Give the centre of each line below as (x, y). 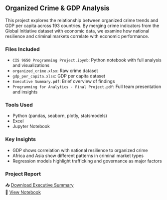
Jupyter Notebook (31, 126)
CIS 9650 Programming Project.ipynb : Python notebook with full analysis (87, 60)
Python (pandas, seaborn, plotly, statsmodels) (60, 116)
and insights (25, 92)
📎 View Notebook (23, 192)
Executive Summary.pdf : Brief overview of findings (64, 81)
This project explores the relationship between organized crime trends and (82, 20)
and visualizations (31, 65)
